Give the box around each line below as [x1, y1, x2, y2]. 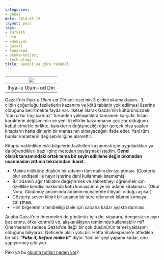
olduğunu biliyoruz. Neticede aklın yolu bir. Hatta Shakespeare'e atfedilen [5, 230, 153, 236]
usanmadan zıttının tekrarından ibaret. [5, 159, 85, 165]
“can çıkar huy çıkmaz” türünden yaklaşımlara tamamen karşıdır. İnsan [5, 113, 148, 118]
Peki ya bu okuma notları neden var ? [5, 249, 79, 255]
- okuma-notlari [5, 52, 38, 58]
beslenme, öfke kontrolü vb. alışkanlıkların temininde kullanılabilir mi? [5, 219, 145, 225]
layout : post [5, 21, 32, 26]
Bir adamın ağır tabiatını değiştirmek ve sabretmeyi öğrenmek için [12, 178, 145, 184]
